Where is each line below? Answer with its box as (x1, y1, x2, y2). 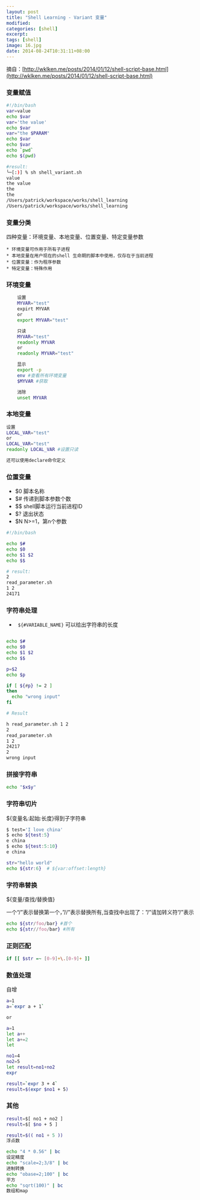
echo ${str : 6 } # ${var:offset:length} (6, 865, 107, 871)
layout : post (6, 8, 39, 15)
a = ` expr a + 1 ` (6, 1003, 45, 1010)
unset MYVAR (17, 394, 47, 401)
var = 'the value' (6, 119, 47, 125)
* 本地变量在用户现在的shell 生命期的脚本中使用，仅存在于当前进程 (6, 253, 154, 259)
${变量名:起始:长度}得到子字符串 (6, 815, 86, 822)
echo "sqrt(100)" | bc (6, 1183, 63, 1189)
